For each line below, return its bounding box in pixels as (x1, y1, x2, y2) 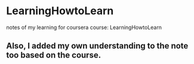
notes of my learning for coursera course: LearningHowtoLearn (6, 24, 162, 31)
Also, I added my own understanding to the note (6, 41, 189, 51)
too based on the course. (6, 50, 101, 60)
